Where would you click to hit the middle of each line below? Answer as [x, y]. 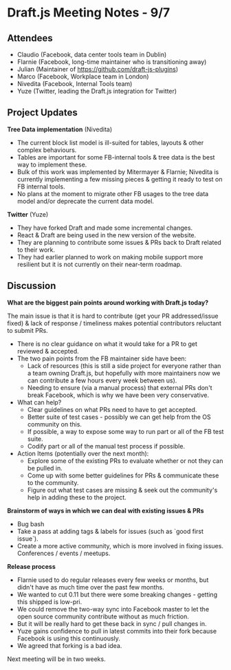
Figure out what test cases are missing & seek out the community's [122, 490]
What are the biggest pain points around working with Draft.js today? [108, 302]
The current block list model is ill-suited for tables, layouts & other [110, 142]
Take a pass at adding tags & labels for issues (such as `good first [110, 531]
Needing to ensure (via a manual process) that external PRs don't [120, 387]
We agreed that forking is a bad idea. [69, 645]
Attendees [30, 38]
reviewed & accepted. [48, 351]
